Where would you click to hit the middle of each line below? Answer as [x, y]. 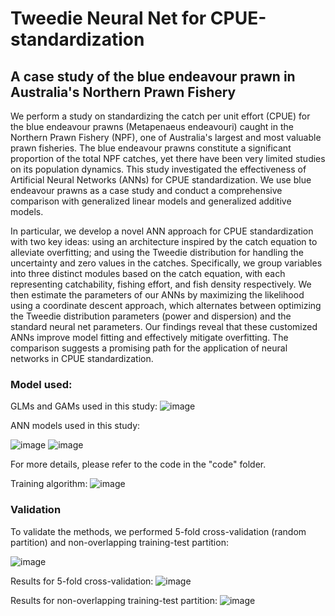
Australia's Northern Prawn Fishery [123, 92]
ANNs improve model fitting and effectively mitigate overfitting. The [149, 337]
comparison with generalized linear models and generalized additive [151, 201]
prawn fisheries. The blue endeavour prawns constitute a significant [151, 148]
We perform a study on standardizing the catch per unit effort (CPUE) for [160, 116]
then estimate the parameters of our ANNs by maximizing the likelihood [157, 295]
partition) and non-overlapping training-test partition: [119, 542]
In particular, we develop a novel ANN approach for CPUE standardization [162, 231]
